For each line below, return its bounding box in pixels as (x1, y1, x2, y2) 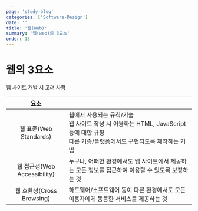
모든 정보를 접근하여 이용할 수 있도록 (75, 166, 171, 174)
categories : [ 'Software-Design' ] (6, 14, 88, 20)
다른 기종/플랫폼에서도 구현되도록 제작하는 (68, 137, 179, 145)
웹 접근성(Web (16, 162, 55, 170)
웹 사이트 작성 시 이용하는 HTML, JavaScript (68, 119, 186, 127)
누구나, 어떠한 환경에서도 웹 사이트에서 (68, 157, 169, 165)
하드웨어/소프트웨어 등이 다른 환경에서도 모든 (68, 186, 186, 194)
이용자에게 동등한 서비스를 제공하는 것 (68, 194, 168, 203)
